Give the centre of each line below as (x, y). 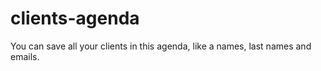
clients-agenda (75, 18)
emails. (25, 56)
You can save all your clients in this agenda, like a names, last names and (161, 46)
